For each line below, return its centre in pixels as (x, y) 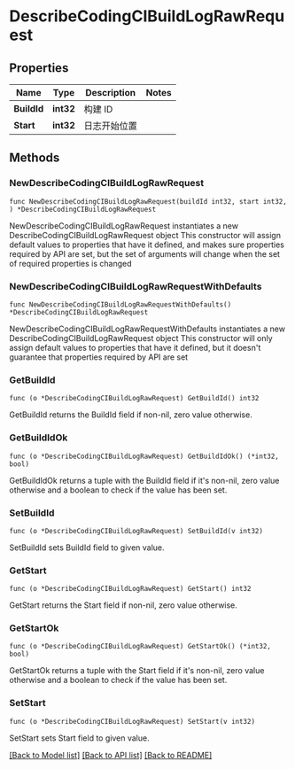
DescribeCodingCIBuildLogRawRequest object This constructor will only (141, 338)
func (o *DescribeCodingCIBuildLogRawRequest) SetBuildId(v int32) (136, 531)
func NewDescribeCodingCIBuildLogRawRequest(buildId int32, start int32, (148, 201)
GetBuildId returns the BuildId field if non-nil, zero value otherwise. (131, 415)
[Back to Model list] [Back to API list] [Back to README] (111, 755)
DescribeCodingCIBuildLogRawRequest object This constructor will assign (145, 235)
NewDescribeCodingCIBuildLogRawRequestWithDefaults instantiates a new (147, 329)
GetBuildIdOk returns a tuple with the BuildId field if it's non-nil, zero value (144, 480)
